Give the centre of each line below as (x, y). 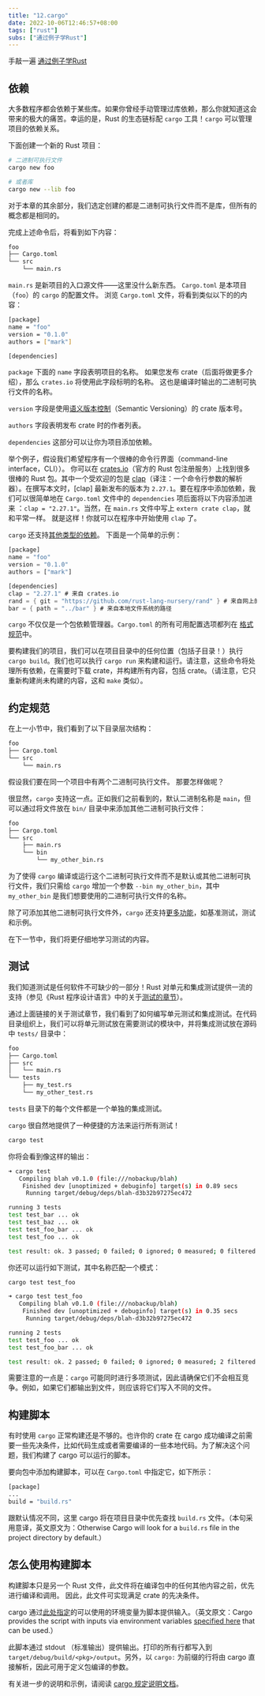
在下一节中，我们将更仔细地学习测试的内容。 (81, 939)
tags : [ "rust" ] (33, 30)
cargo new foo (32, 167)
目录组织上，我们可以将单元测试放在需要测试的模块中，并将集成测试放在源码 (132, 1023)
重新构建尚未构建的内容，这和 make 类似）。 (78, 681)
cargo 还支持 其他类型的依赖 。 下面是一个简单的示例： (95, 535)
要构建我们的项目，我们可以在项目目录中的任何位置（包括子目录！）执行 (125, 651)
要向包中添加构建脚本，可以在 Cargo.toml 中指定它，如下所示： (111, 1472)
